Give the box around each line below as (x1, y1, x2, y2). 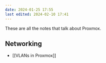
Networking (5, 39, 42, 48)
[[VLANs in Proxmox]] (12, 53, 56, 59)
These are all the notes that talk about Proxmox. (5, 25, 102, 31)
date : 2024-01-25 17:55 (5, 7, 54, 12)
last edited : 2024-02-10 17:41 (5, 12, 69, 17)
